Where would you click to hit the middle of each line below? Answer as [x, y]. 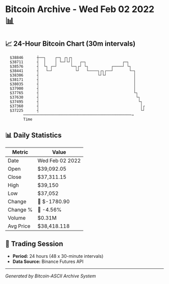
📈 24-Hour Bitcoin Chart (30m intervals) [70, 44]
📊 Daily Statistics [33, 135]
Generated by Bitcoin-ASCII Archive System [51, 276]
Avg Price [19, 226]
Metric [20, 152]
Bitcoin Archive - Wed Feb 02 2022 [80, 9]
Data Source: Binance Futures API [48, 261]
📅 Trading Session [34, 244]
